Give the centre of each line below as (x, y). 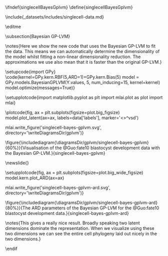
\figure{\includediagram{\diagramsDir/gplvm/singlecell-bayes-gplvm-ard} (81, 203)
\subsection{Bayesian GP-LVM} (38, 36)
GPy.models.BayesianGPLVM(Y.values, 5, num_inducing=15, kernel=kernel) (83, 82)
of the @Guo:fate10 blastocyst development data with (105, 148)
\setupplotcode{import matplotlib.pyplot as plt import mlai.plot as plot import (84, 97)
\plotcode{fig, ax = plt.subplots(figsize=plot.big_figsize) (62, 112)
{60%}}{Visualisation (27, 148)
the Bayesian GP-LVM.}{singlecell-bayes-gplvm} (55, 153)
